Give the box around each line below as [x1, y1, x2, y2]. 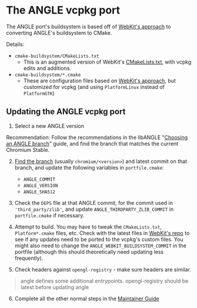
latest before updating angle [20, 283, 89, 290]
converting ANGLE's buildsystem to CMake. [6, 29, 112, 36]
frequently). [14, 254, 44, 261]
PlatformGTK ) [23, 90, 55, 97]
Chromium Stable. [6, 146, 50, 153]
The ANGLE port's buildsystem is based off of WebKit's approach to [6, 23, 172, 30]
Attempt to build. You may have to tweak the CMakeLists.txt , [14, 223, 162, 230]
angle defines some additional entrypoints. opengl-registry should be [20, 277, 189, 284]
